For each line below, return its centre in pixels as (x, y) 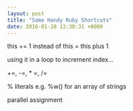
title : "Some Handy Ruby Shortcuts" (60, 20)
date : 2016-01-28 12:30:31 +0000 (55, 26)
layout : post (26, 14)
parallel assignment (35, 100)
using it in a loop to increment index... (60, 60)
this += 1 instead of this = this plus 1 (58, 46)
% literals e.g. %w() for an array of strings (67, 87)
